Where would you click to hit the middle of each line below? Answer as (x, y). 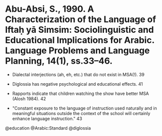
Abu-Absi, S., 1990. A (50, 9)
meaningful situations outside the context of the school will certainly (81, 113)
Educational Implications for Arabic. (80, 40)
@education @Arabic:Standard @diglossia (48, 128)
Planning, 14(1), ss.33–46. (59, 61)
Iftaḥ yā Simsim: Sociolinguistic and (80, 30)
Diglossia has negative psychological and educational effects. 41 (78, 84)
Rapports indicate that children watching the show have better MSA (81, 93)
